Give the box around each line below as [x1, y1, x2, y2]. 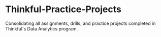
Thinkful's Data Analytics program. [5, 25, 78, 31]
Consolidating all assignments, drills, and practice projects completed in [5, 20, 156, 26]
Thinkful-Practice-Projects [5, 4, 122, 15]
